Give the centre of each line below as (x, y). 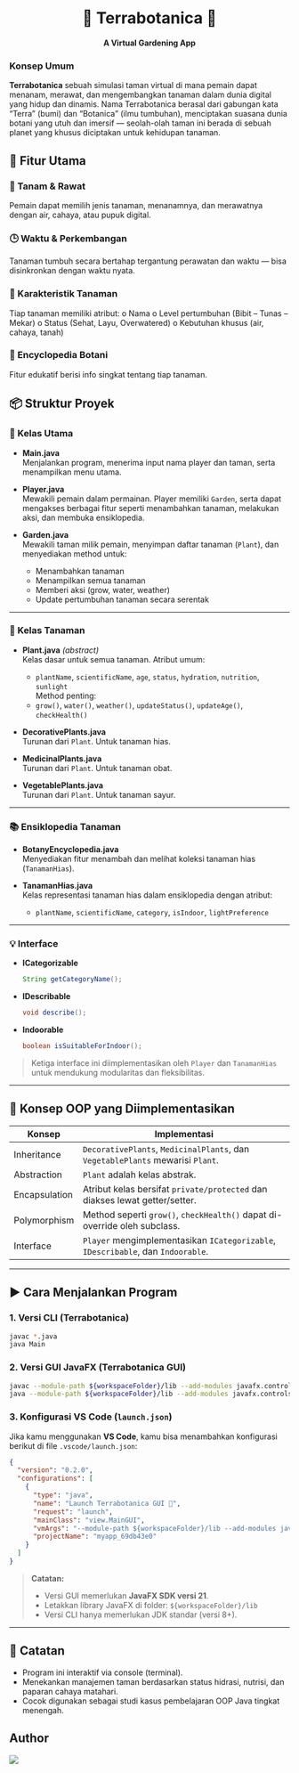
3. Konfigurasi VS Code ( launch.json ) (91, 1417)
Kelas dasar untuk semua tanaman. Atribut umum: (113, 659)
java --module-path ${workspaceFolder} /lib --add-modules (119, 1394)
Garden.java (45, 534)
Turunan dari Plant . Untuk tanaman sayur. (99, 794)
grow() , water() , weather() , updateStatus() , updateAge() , (139, 705)
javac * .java (33, 1336)
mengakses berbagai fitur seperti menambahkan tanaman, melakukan (150, 508)
